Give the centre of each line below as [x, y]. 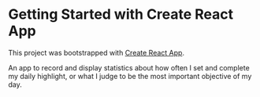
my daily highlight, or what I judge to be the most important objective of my [130, 76]
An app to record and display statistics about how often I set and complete [129, 67]
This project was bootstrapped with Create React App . [97, 52]
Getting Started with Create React [121, 14]
